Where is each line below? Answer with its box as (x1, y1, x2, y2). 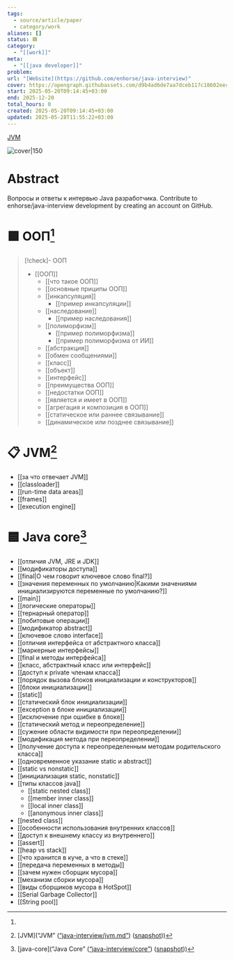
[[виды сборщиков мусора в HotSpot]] (17, 883, 132, 892)
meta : (7, 56, 23, 63)
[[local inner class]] (27, 802, 84, 810)
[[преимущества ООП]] (45, 380, 115, 389)
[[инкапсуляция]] (45, 292, 96, 300)
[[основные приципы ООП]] (45, 284, 127, 293)
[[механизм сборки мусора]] (17, 876, 104, 884)
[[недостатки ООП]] (45, 388, 104, 396)
